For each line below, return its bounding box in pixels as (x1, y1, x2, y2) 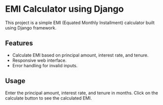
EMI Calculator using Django (5, 3, 124, 15)
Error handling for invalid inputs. (12, 62, 78, 68)
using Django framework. (5, 25, 57, 30)
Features (5, 39, 33, 48)
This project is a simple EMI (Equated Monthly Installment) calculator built (5, 20, 155, 26)
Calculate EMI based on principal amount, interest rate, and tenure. (12, 52, 149, 58)
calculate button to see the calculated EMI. (5, 95, 92, 101)
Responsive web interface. (12, 57, 67, 63)
